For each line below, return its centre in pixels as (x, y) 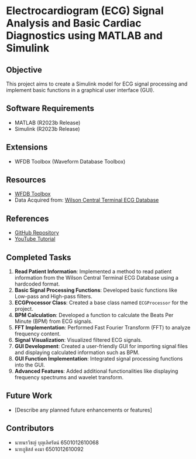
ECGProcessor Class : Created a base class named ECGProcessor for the (101, 302)
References (27, 218)
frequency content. (38, 334)
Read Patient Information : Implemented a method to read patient (93, 271)
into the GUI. (30, 365)
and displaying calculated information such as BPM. (77, 352)
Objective (24, 69)
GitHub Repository (37, 233)
